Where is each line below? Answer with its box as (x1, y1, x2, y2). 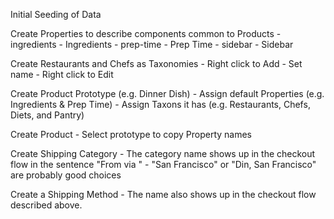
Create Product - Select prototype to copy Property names (10, 129, 253, 140)
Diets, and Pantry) (10, 109, 85, 121)
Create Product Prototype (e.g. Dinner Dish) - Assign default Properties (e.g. (10, 88, 325, 99)
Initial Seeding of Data (10, 9, 102, 20)
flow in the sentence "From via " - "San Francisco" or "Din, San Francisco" (10, 159, 317, 170)
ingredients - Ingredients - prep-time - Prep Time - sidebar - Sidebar (10, 39, 294, 50)
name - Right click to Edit (10, 69, 114, 80)
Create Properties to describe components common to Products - (10, 28, 282, 39)
